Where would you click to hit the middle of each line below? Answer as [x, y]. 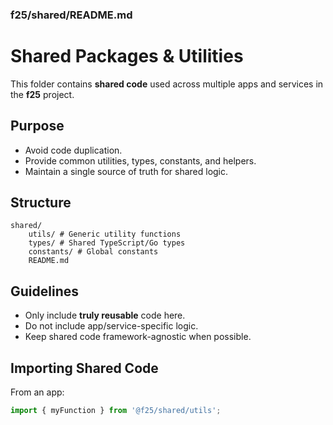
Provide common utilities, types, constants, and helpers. [140, 160]
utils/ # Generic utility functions [105, 234]
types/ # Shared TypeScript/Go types [107, 243]
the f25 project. [42, 94]
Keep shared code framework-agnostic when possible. [138, 337]
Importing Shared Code [84, 368]
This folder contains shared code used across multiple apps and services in [167, 84]
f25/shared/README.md [71, 15]
